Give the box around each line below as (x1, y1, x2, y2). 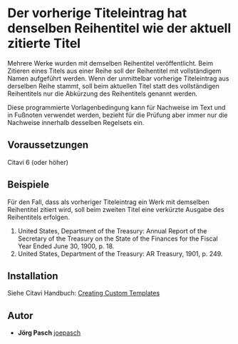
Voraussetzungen (7, 139, 89, 151)
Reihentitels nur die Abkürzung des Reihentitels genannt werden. (7, 89, 198, 98)
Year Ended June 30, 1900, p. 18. (17, 241, 115, 251)
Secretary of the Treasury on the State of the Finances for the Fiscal (17, 234, 219, 243)
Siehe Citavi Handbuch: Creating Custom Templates (7, 289, 160, 298)
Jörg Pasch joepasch (17, 328, 81, 337)
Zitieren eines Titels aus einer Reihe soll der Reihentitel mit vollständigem (7, 66, 222, 75)
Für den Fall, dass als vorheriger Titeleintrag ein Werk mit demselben (7, 198, 209, 206)
